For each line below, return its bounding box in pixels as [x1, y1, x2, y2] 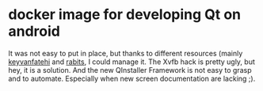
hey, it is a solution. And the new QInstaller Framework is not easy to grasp [8, 65, 252, 74]
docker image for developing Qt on [8, 6, 242, 24]
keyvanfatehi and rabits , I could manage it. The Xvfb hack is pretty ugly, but [8, 57, 256, 66]
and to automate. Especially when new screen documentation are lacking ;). [8, 74, 256, 83]
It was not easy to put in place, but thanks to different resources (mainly [8, 48, 243, 58]
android [8, 22, 61, 40]
